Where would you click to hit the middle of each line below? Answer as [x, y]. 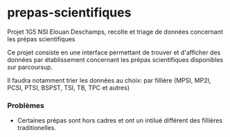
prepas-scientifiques [69, 13]
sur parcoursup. [30, 67]
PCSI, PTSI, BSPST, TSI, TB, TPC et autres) [69, 87]
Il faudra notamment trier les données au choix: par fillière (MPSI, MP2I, [109, 80]
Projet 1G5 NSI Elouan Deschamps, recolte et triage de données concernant [115, 32]
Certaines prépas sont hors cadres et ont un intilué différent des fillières [120, 120]
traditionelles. [37, 128]
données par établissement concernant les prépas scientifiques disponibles [115, 59]
